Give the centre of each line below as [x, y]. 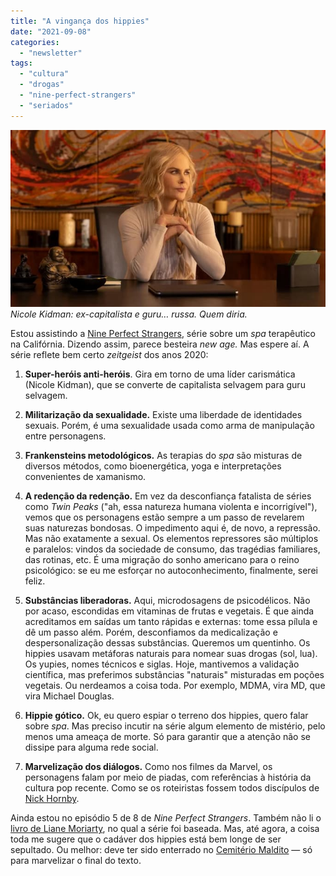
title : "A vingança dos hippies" [80, 21]
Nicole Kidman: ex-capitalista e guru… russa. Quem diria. [129, 314]
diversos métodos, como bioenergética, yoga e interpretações [153, 466]
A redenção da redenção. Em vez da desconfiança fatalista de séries [168, 496]
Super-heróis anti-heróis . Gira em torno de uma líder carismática [160, 374]
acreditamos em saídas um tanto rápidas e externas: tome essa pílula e [171, 622]
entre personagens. [65, 436]
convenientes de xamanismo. [85, 477]
